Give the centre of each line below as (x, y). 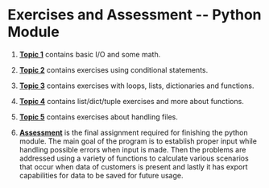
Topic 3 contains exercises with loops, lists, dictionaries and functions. (137, 86)
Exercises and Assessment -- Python (134, 15)
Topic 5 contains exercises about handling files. (98, 117)
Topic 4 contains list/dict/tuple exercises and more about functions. (132, 101)
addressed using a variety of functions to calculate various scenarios (134, 158)
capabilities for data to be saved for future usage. (101, 175)
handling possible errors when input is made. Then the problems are (132, 149)
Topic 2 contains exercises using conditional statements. (114, 69)
